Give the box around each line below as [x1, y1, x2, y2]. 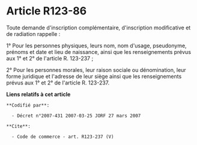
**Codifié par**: [6, 102, 50, 108]
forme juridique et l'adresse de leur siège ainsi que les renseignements [6, 72, 182, 80]
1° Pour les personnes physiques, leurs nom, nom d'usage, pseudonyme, [6, 42, 187, 49]
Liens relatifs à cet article [6, 90, 71, 98]
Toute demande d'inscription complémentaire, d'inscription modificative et [6, 24, 191, 31]
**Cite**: [6, 123, 31, 129]
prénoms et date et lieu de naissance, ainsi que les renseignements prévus [6, 48, 191, 55]
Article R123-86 [6, 4, 87, 18]
